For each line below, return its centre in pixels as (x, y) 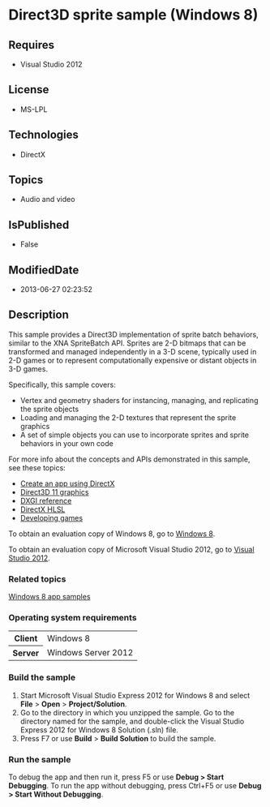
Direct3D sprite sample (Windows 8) (133, 15)
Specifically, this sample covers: (62, 384)
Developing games (51, 517)
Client (26, 638)
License (29, 90)
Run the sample (40, 759)
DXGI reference (46, 500)
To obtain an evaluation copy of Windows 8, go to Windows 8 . (112, 534)
